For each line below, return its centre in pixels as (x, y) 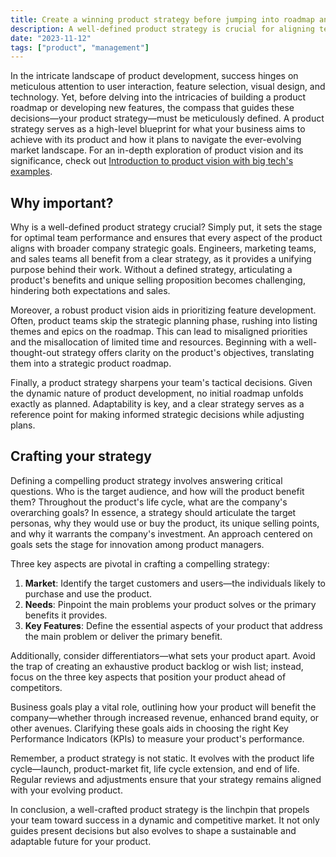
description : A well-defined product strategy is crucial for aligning (162, 29)
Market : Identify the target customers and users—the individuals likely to (175, 583)
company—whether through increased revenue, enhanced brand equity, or (165, 717)
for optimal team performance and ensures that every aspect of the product (166, 238)
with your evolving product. (66, 790)
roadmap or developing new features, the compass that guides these (152, 108)
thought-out (35, 353)
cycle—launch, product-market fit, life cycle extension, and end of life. (155, 768)
